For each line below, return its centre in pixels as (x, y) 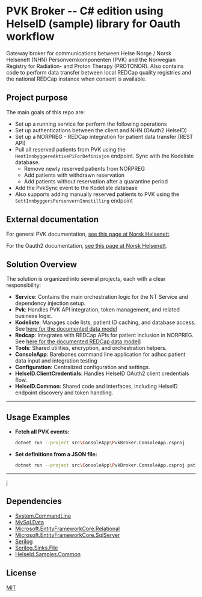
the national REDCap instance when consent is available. (76, 79)
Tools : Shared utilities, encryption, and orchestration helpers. (91, 348)
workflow (30, 37)
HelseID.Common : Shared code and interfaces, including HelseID (96, 387)
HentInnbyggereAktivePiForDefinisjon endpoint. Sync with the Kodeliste (104, 156)
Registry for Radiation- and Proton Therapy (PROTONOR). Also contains (95, 66)
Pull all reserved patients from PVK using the (70, 149)
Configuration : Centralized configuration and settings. (82, 367)
